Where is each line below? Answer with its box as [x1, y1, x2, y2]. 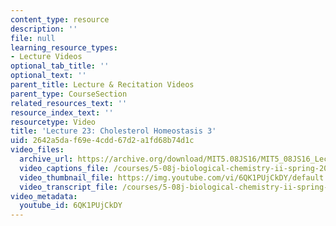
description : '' [10, 24, 78, 34]
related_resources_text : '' [10, 98, 128, 108]
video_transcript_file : [19, 182, 118, 192]
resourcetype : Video [10, 117, 97, 127]
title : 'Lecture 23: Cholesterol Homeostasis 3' [10, 126, 217, 136]
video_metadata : [10, 191, 78, 201]
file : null [10, 33, 56, 43]
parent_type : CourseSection [10, 89, 128, 99]
